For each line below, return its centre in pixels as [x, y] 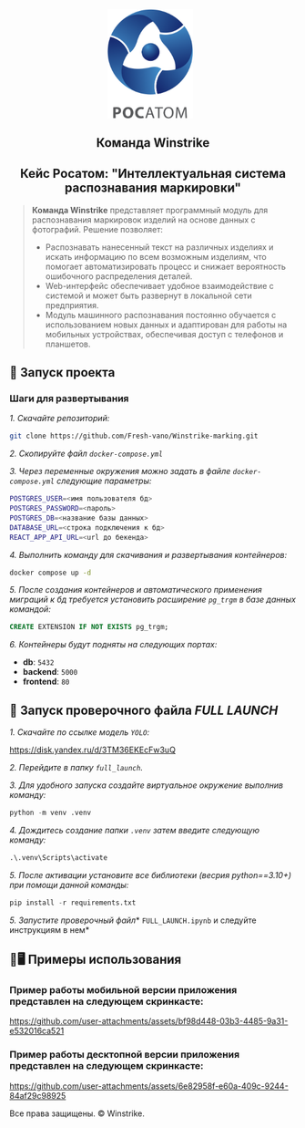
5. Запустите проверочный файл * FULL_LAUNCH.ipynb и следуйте [133, 920]
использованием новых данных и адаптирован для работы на [166, 325]
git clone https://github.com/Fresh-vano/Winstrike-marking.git [134, 436]
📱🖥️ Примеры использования [96, 960]
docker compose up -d [51, 573]
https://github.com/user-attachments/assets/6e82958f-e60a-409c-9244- [149, 1086]
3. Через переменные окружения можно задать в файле [120, 471]
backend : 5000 [50, 672]
